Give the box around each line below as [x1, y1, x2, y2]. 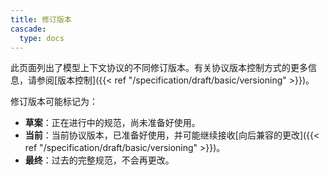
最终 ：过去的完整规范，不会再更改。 [24, 154, 175, 166]
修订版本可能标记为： [10, 96, 98, 108]
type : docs [19, 33, 65, 43]
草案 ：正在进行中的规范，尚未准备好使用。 [24, 117, 201, 129]
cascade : [10, 24, 47, 34]
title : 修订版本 [10, 14, 72, 25]
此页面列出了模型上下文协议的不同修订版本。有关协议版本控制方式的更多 [10, 62, 308, 74]
